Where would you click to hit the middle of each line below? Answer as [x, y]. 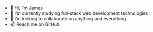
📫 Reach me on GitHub [35, 24]
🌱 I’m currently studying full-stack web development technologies [79, 13]
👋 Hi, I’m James [26, 8]
